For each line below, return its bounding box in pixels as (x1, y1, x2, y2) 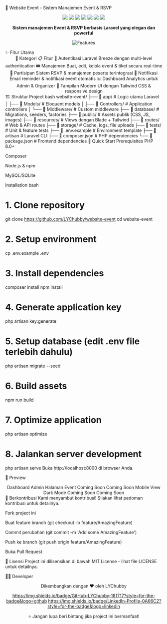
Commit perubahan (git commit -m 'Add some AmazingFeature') (5, 529, 137, 535)
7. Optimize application (5, 414, 102, 426)
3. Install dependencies (5, 268, 104, 279)
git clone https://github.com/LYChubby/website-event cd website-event (5, 216, 153, 222)
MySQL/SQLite (5, 172, 36, 178)
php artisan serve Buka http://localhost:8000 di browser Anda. (5, 465, 134, 471)
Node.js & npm (5, 163, 36, 168)
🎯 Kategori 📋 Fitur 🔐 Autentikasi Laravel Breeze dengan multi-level (15, 55, 153, 61)
